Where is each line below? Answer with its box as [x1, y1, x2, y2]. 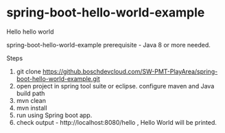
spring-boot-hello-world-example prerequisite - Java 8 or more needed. [6, 40, 211, 49]
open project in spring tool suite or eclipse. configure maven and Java [16, 82, 215, 90]
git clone [16, 67, 42, 75]
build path [16, 89, 45, 97]
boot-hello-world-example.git [16, 74, 100, 83]
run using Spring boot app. [16, 111, 93, 119]
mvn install [16, 104, 47, 112]
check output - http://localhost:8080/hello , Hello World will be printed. [16, 118, 217, 126]
